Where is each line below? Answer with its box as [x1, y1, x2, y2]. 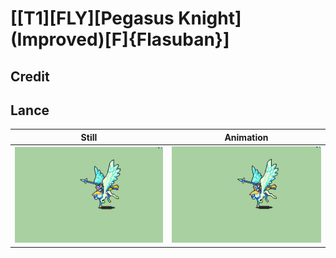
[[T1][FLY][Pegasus [10, 7, 175, 30]
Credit [10, 68, 50, 85]
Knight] [178, 7, 242, 30]
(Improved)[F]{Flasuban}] [10, 28, 230, 51]
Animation [224, 131, 269, 143]
